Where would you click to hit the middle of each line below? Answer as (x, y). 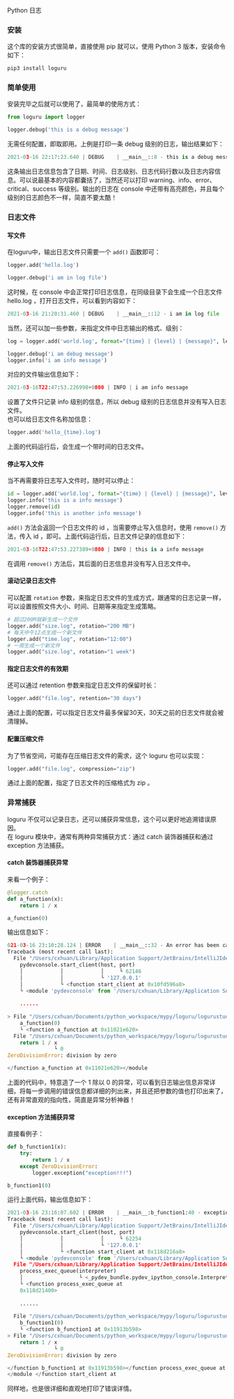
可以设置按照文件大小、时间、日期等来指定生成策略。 (84, 606)
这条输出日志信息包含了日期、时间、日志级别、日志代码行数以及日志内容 (111, 171)
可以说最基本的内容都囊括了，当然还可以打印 (83, 180)
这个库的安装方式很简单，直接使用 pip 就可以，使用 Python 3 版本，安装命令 (117, 47)
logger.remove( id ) (34, 507)
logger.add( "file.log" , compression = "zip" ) (71, 768)
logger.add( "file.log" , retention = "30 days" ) (74, 699)
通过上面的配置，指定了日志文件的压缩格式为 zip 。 (80, 783)
